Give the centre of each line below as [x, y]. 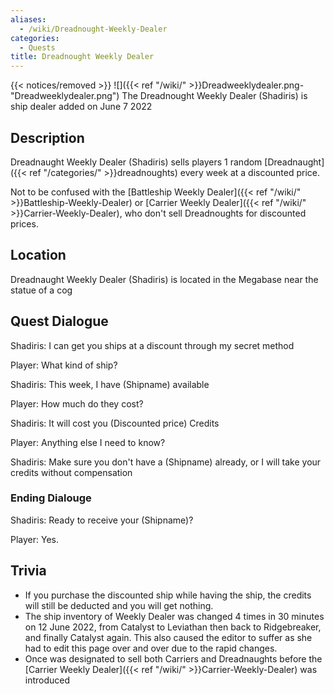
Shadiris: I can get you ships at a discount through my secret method [152, 345]
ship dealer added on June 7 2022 [81, 107]
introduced [47, 680]
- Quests [37, 47]
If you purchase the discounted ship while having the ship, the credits [168, 595]
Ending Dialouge [51, 498]
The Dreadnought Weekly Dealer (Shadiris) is [214, 96]
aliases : [28, 19]
